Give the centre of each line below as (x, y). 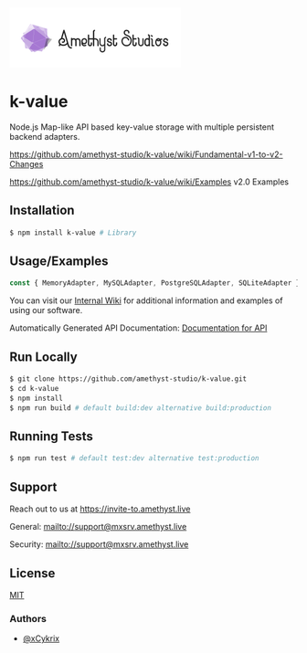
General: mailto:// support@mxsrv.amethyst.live (98, 527)
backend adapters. (45, 136)
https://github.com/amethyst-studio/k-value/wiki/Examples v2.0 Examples (149, 182)
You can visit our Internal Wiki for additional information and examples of (146, 300)
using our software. (46, 311)
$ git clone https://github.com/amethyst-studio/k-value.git (128, 379)
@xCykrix (41, 638)
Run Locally (43, 357)
